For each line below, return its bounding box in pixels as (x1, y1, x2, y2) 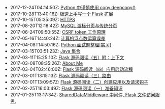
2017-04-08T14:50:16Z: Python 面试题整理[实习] (10, 42, 112, 47)
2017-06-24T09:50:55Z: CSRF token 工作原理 (10, 29, 106, 35)
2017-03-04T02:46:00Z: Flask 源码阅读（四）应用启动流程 (10, 66, 133, 72)
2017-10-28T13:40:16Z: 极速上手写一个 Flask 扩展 (10, 11, 113, 17)
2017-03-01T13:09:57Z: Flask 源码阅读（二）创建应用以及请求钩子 (10, 79, 149, 85)
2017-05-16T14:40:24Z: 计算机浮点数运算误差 (10, 35, 106, 41)
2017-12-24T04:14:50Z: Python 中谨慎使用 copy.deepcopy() (10, 5, 136, 10)
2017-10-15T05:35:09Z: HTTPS (10, 17, 75, 22)
